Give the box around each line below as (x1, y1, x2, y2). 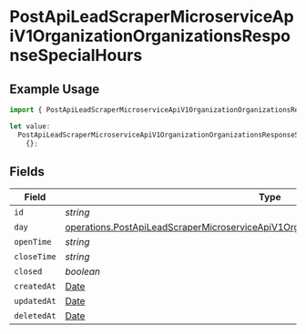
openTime (14, 237, 52, 248)
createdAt (14, 281, 56, 292)
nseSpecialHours (9, 46, 143, 66)
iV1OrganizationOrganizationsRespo (9, 25, 291, 46)
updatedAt (14, 296, 56, 307)
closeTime (14, 252, 56, 262)
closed (14, 267, 43, 277)
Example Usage (9, 81, 100, 96)
